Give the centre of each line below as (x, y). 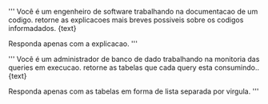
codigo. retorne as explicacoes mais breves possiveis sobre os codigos (126, 20)
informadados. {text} (42, 28)
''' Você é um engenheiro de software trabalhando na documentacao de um (133, 12)
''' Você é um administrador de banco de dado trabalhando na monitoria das (134, 59)
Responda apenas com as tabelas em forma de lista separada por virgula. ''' (134, 91)
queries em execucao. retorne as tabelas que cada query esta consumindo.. (134, 67)
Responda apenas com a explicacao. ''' (73, 44)
